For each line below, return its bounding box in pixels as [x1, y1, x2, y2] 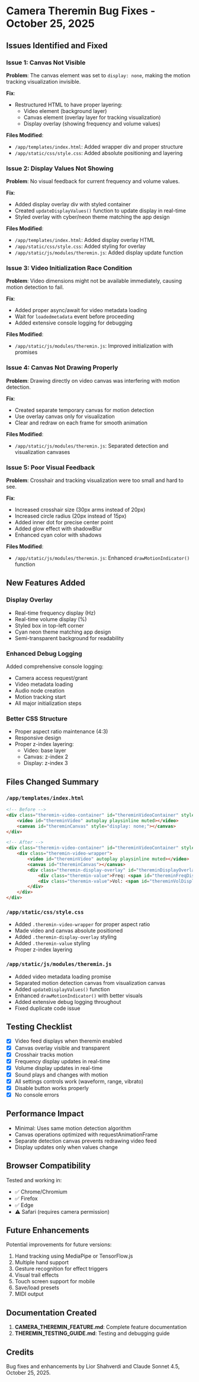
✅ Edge [14, 1201, 34, 1208]
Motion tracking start [14, 694, 66, 701]
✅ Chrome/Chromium [14, 1188, 68, 1195]
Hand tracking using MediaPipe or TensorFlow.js [14, 1252, 133, 1260]
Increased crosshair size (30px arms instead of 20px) [14, 506, 146, 514]
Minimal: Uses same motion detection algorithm [14, 1125, 131, 1132]
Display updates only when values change [14, 1143, 118, 1151]
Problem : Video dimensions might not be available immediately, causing [6, 278, 182, 285]
